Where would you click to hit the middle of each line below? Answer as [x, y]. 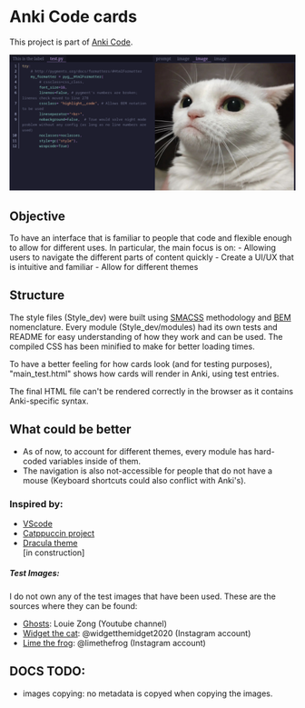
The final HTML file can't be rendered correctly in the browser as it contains [151, 391]
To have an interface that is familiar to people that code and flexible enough [151, 237]
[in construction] [54, 553]
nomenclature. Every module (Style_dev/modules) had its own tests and [144, 327]
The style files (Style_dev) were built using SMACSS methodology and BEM [151, 317]
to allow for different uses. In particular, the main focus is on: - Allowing [143, 247]
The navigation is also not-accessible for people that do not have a [148, 471]
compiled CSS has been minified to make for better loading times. [133, 346]
